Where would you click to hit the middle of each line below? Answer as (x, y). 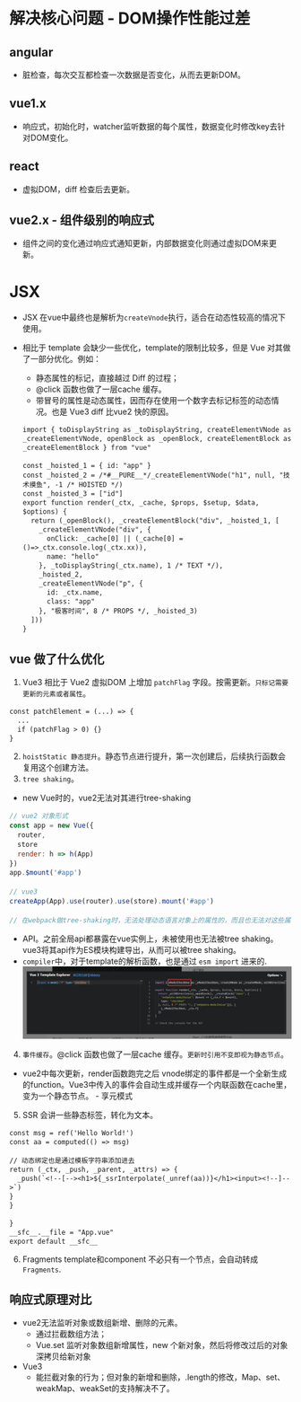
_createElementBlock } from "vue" (86, 448)
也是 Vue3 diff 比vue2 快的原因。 (112, 412)
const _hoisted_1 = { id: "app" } (86, 466)
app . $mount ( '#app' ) (46, 873)
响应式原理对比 (51, 1300)
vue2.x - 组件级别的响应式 (82, 220)
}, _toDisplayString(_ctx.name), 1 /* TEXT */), (131, 566)
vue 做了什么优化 (57, 659)
